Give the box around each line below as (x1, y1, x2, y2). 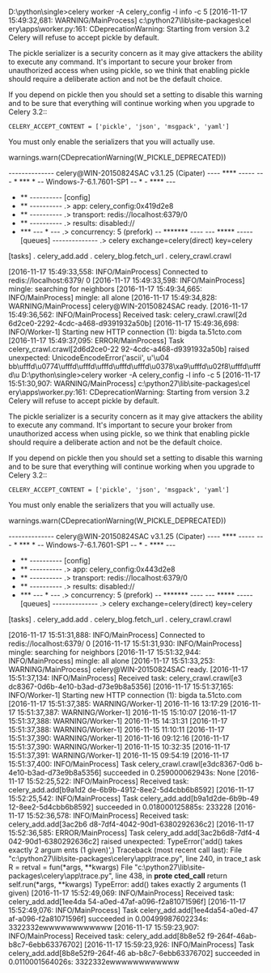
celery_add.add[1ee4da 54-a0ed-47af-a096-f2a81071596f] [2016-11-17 (8, 897, 247, 906)
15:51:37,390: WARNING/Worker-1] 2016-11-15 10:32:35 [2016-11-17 (8, 742, 231, 751)
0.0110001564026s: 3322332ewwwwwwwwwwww (8, 957, 180, 967)
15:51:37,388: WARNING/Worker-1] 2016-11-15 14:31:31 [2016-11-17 (8, 716, 228, 725)
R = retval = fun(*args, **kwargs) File (8, 862, 133, 872)
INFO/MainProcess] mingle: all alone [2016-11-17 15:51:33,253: (8, 656, 216, 665)
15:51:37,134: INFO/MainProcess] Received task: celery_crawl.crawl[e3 (8, 673, 243, 682)
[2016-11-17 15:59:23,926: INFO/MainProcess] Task (84, 940, 255, 950)
